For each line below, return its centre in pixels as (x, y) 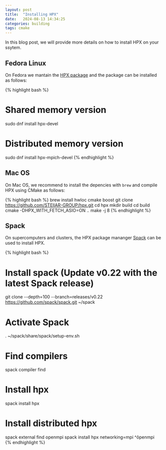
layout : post (19, 10)
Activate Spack (37, 322)
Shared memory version (56, 110)
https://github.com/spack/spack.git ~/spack (50, 302)
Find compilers (36, 356)
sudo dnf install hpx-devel (32, 123)
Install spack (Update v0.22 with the (81, 273)
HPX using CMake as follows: (35, 190)
